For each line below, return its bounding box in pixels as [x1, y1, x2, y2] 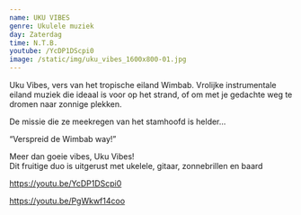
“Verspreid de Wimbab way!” [9, 134, 117, 144]
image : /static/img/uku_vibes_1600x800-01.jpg [9, 55, 187, 64]
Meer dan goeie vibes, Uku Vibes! [9, 151, 135, 162]
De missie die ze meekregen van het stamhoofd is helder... [9, 116, 226, 127]
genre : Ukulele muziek [9, 22, 94, 31]
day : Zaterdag [9, 30, 63, 39]
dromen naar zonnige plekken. [9, 99, 123, 109]
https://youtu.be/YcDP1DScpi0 [9, 178, 122, 189]
